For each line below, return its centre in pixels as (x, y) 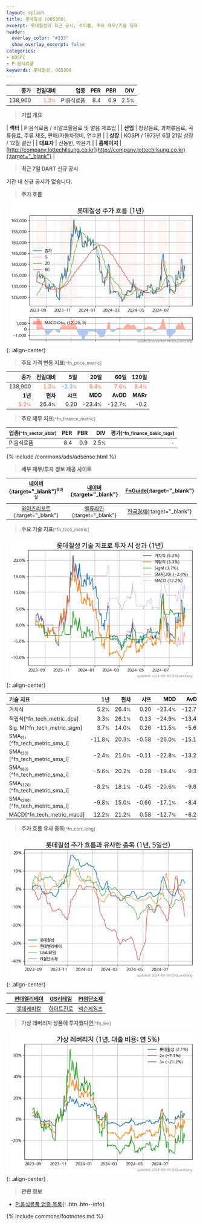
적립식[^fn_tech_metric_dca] (44, 719)
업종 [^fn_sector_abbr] (33, 433)
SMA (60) (19, 768)
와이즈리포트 (36, 508)
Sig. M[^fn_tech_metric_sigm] (46, 727)
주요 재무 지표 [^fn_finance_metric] (58, 418)
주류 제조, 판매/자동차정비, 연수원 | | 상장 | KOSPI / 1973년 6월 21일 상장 (109, 135)
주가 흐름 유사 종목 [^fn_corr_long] (58, 829)
